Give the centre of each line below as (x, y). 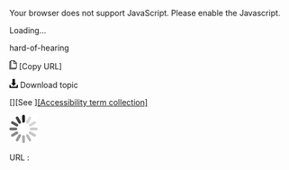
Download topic (49, 85)
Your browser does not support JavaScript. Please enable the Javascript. (145, 13)
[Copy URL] (41, 66)
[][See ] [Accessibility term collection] (79, 102)
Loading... (28, 30)
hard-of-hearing (39, 48)
